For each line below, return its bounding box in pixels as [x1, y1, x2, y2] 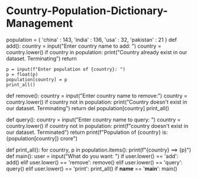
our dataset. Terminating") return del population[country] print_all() [6, 104, 170, 111]
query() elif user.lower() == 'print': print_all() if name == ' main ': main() [6, 165, 177, 172]
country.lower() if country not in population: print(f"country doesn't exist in [6, 122, 189, 129]
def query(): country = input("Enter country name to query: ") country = [6, 116, 181, 123]
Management [6, 17, 73, 30]
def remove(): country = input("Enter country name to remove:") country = [6, 92, 188, 99]
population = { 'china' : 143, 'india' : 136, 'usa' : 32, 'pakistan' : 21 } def [6, 36, 177, 43]
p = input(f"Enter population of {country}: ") [6, 66, 126, 72]
